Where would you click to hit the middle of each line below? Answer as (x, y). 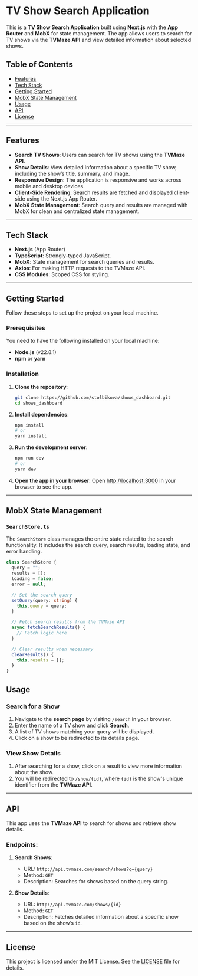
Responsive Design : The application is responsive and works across (98, 180)
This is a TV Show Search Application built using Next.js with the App (92, 27)
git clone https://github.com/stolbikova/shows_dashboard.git (93, 397)
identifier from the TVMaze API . (53, 785)
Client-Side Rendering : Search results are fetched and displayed (93, 192)
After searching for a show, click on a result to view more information (98, 766)
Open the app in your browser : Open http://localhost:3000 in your (95, 480)
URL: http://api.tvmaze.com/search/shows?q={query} (88, 869)
